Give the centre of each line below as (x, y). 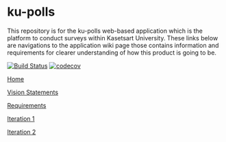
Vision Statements (33, 92)
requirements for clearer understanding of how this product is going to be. (112, 53)
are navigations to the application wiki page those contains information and (113, 45)
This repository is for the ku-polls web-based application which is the (105, 31)
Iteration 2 (22, 132)
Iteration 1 (21, 118)
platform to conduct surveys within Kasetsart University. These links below (113, 38)
